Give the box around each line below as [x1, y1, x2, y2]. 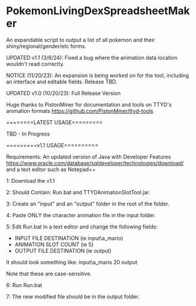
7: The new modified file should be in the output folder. [6, 293, 140, 300]
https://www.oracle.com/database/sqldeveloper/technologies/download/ [6, 159, 184, 166]
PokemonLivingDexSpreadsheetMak [6, 4, 190, 18]
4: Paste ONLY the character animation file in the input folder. [6, 211, 156, 218]
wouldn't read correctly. [6, 60, 65, 67]
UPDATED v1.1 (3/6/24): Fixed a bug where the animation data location [6, 54, 178, 61]
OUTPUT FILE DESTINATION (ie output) [14, 247, 112, 254]
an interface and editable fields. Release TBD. [6, 78, 117, 85]
